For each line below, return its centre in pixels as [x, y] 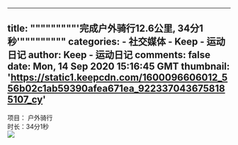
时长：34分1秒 [28, 126]
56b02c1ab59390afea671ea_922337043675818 [116, 89]
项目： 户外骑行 [30, 117]
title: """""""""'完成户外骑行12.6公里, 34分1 [106, 29]
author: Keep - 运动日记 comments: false [119, 55]
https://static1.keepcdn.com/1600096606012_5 [119, 77]
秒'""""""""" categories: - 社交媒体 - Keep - [106, 42]
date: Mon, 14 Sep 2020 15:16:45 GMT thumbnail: [119, 67]
